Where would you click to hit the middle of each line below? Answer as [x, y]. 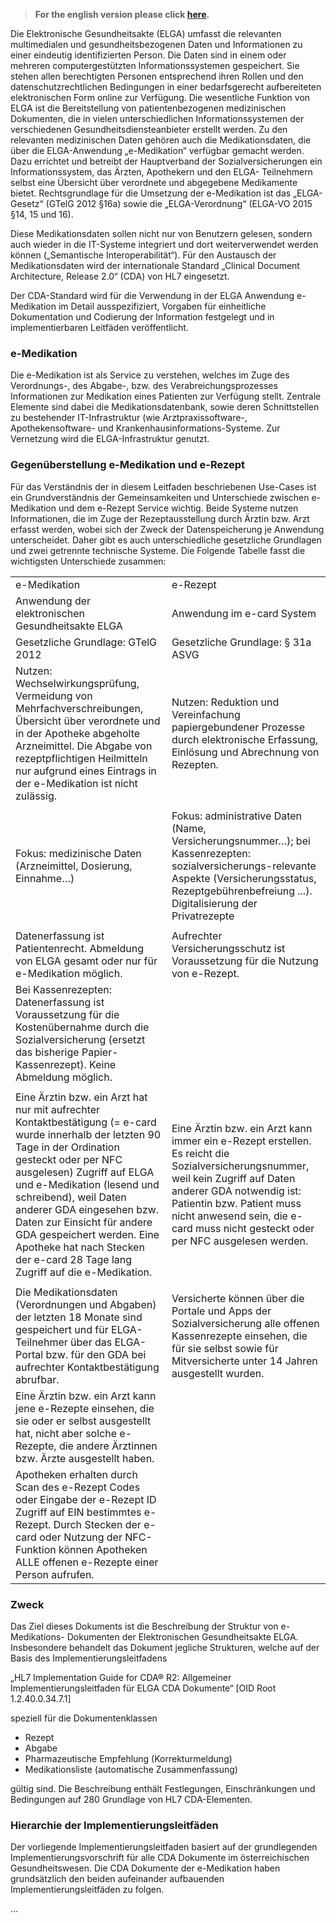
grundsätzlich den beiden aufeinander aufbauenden [117, 1879]
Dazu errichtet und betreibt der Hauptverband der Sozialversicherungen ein [166, 161]
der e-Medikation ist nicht [76, 783]
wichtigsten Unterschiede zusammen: [88, 561]
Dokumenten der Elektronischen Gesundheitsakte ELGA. [182, 1636]
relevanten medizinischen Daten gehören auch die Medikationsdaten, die [161, 140]
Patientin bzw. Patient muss [236, 1203]
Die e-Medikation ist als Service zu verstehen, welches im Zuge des [150, 375]
